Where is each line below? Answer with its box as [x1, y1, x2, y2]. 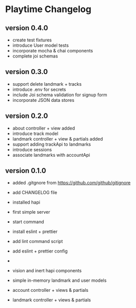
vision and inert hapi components [12, 268, 82, 274]
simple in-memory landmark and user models [12, 277, 107, 283]
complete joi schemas [12, 53, 58, 59]
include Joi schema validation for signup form [12, 92, 107, 98]
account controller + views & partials [12, 287, 89, 293]
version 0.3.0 [5, 68, 48, 76]
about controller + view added [12, 125, 75, 131]
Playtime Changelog [5, 4, 92, 15]
